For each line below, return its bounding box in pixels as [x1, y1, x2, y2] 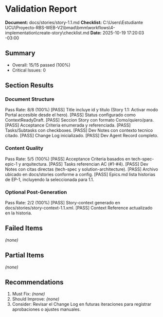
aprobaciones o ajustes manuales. [12, 306, 81, 312]
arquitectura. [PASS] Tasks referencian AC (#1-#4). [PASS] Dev [22, 161, 148, 167]
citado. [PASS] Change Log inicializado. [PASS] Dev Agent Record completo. [5, 133, 159, 139]
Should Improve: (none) [12, 296, 60, 302]
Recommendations [5, 278, 64, 286]
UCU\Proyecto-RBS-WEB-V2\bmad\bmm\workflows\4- [5, 24, 115, 30]
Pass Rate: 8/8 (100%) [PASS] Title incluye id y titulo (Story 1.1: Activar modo [5, 107, 158, 113]
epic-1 [5, 161, 18, 167]
